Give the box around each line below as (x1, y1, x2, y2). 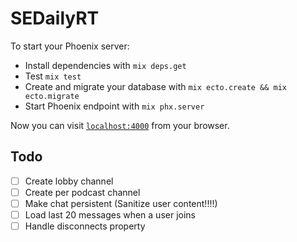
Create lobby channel (24, 175, 114, 187)
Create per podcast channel (24, 186, 141, 198)
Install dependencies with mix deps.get (24, 59, 187, 71)
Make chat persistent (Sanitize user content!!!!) (24, 197, 218, 209)
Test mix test (24, 70, 82, 82)
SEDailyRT (10, 7, 100, 30)
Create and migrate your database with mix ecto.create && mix (24, 80, 287, 92)
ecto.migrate (24, 91, 80, 101)
